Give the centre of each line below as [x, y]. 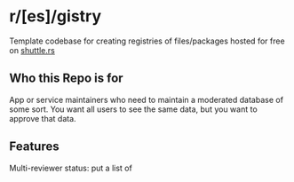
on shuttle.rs [32, 50]
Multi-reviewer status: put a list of [71, 168]
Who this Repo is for [66, 79]
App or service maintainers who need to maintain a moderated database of [147, 99]
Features [34, 147]
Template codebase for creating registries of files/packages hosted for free [147, 41]
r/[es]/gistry [56, 16]
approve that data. [43, 118]
